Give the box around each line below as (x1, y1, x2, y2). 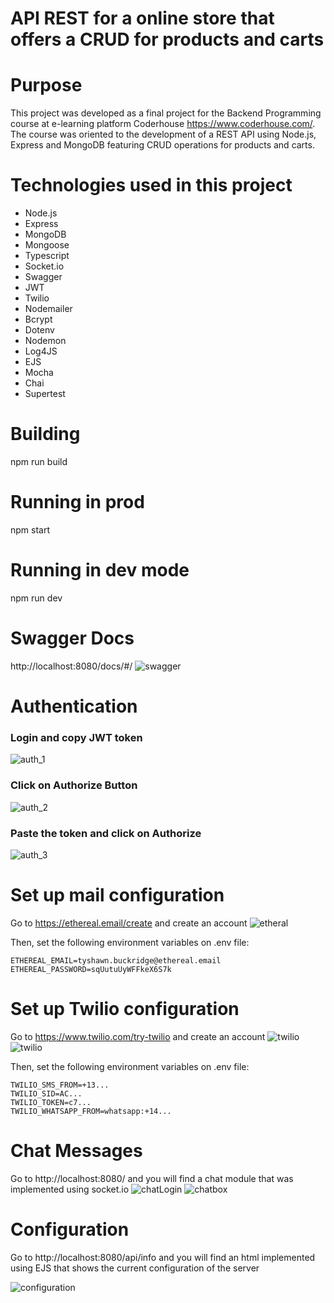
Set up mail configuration (10, 884, 225, 907)
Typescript (24, 250, 70, 262)
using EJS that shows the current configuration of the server (10, 1262, 260, 1274)
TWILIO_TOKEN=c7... (10, 1097, 92, 1107)
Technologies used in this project (10, 174, 293, 197)
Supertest (24, 388, 66, 400)
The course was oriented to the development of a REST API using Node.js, (10, 128, 317, 141)
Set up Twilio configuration (10, 998, 240, 1021)
